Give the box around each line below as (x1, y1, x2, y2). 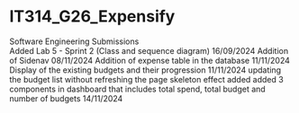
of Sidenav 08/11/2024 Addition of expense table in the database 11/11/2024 (9, 55, 290, 65)
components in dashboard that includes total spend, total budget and (9, 83, 266, 94)
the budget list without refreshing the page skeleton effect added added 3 (9, 74, 284, 84)
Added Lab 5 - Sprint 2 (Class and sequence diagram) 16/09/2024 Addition (9, 45, 289, 56)
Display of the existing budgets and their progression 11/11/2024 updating (9, 65, 282, 75)
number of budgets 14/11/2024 (9, 92, 123, 104)
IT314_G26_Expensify (9, 6, 176, 27)
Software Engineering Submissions (9, 36, 140, 47)
